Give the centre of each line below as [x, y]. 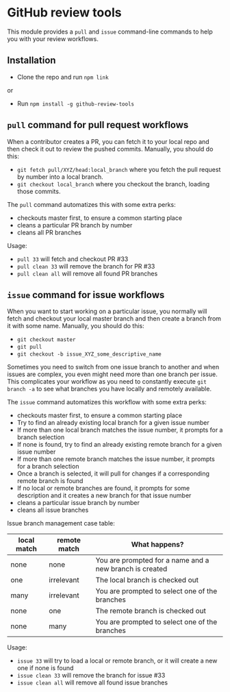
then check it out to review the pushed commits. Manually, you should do [110, 149]
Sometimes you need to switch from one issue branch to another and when [113, 367]
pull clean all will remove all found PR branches [87, 273]
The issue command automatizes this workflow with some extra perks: [107, 402]
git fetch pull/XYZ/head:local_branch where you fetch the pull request [119, 169]
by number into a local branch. [60, 177]
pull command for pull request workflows [98, 125]
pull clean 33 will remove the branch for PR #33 [86, 266]
